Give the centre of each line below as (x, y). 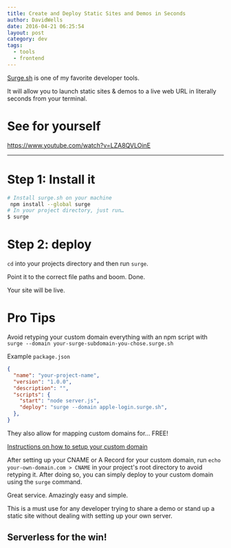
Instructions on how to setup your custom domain (77, 446)
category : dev (27, 39)
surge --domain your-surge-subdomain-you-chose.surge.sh (90, 344)
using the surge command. (45, 481)
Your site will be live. (36, 290)
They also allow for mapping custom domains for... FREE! (88, 433)
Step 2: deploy (49, 244)
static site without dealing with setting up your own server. (90, 516)
